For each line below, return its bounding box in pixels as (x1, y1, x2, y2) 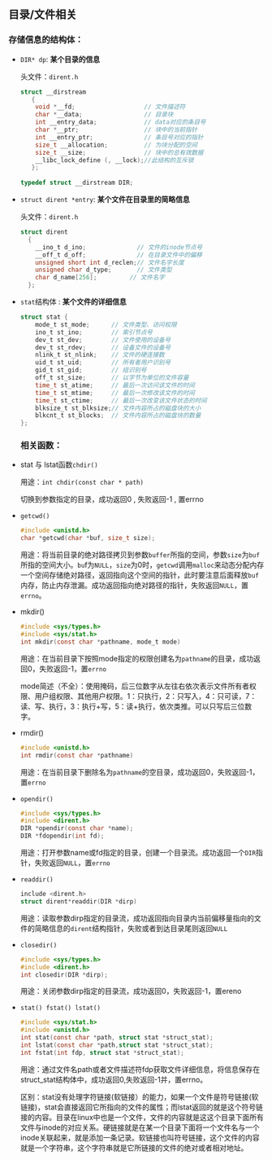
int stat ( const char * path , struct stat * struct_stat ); (19, 1034, 214, 1042)
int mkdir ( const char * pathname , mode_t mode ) (19, 638, 181, 646)
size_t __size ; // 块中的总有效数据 (35, 148, 204, 156)
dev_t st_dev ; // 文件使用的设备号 (35, 336, 171, 344)
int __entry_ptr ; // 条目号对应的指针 (35, 133, 204, 141)
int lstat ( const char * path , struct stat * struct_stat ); (19, 1041, 214, 1049)
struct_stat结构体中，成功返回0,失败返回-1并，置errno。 (19, 1074, 208, 1084)
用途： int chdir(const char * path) (19, 477, 145, 487)
